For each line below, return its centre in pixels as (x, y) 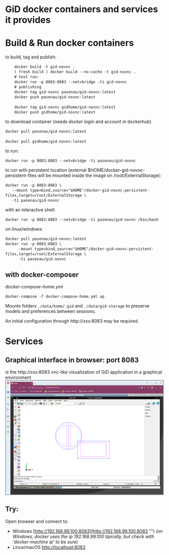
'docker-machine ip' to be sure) (45, 542)
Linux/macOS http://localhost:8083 (49, 547)
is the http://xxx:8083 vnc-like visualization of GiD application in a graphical (84, 372)
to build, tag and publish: (31, 57)
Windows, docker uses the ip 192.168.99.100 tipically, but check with (83, 536)
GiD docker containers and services (82, 9)
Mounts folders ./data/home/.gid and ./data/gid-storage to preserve (77, 305)
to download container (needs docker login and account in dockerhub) (78, 121)
